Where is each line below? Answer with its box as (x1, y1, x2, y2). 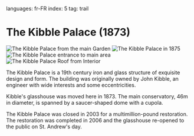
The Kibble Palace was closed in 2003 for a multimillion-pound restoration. (6, 110, 188, 117)
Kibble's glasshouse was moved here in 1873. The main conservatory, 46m (6, 92, 188, 99)
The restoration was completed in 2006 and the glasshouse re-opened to (6, 117, 185, 124)
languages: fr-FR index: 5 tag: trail (6, 5, 89, 12)
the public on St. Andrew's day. (6, 123, 83, 130)
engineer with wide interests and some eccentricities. (6, 81, 136, 88)
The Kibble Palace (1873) (6, 26, 131, 39)
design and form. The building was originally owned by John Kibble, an (6, 75, 179, 82)
